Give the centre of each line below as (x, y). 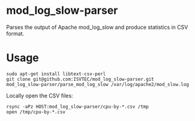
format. (15, 33)
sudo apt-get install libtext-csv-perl (56, 74)
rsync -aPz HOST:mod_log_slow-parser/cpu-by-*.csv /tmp (77, 107)
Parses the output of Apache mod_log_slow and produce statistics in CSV (97, 27)
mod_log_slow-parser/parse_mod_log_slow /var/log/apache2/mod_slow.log (97, 84)
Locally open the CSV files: (40, 95)
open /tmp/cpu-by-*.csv (36, 112)
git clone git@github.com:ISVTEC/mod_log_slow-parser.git (80, 79)
